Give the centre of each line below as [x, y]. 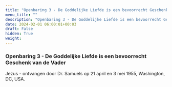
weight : [14, 39]
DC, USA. [15, 79]
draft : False [19, 29]
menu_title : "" [21, 15]
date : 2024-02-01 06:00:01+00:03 [41, 24]
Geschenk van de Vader [36, 63]
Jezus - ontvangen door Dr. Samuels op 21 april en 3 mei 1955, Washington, [85, 74]
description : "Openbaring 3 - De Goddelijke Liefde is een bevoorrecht [83, 19]
